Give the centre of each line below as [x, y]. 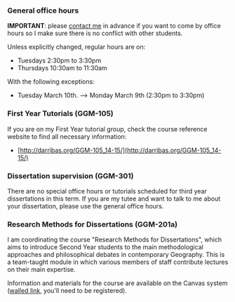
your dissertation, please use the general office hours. [86, 206]
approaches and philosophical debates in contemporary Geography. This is [116, 255]
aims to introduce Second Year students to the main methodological [105, 247]
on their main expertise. [41, 270]
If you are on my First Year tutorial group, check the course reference [107, 129]
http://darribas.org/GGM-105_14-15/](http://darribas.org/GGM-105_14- [121, 150]
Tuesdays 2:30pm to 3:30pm [59, 61]
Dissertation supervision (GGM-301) [70, 176]
